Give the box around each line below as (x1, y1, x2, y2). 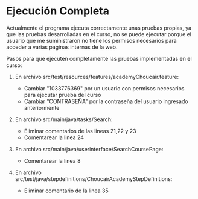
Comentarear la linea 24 (24, 134, 85, 141)
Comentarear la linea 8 (24, 157, 81, 164)
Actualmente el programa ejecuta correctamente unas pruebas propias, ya (6, 24, 192, 31)
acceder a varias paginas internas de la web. (6, 43, 118, 51)
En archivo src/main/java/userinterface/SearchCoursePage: (14, 145, 164, 153)
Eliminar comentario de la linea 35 (24, 187, 109, 194)
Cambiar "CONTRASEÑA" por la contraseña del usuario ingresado (24, 98, 188, 105)
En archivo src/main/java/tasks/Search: (14, 116, 113, 123)
